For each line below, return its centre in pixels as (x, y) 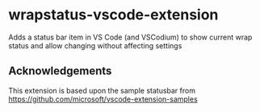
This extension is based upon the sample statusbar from (102, 90)
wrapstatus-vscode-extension (113, 15)
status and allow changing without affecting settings (95, 45)
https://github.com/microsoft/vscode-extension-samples (103, 99)
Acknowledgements (60, 71)
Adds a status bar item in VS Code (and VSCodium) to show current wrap (130, 37)
